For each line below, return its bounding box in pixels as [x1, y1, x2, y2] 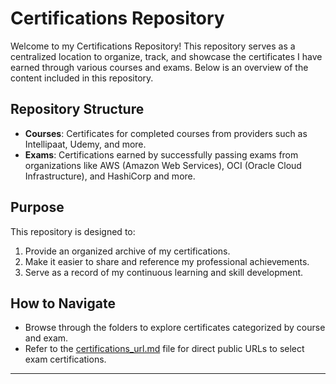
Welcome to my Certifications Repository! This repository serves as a [10, 40, 296, 52]
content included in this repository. [10, 72, 154, 84]
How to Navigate [10, 295, 117, 312]
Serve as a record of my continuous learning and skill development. [24, 266, 304, 278]
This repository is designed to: [10, 225, 136, 237]
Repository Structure [10, 101, 145, 118]
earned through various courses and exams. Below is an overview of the [10, 61, 309, 73]
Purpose [10, 199, 65, 216]
